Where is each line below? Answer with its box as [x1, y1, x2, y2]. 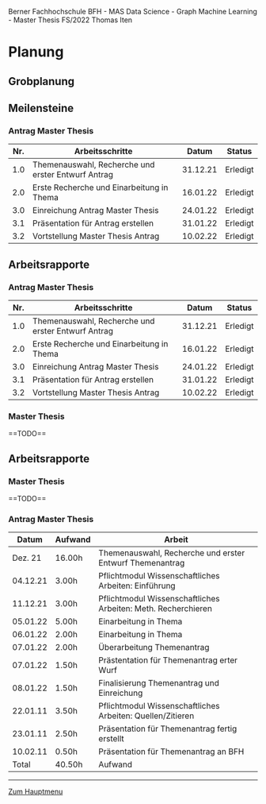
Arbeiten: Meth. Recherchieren [98, 603, 212, 614]
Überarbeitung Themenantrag [98, 642, 210, 653]
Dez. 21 [12, 552, 42, 563]
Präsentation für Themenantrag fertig [98, 723, 237, 734]
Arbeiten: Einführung [98, 580, 176, 591]
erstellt [98, 733, 124, 744]
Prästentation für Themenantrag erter [98, 655, 238, 666]
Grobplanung [8, 75, 75, 88]
